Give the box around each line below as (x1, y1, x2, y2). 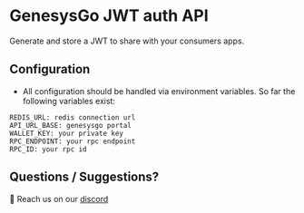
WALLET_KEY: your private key (9, 129, 124, 138)
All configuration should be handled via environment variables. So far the (22, 85, 296, 96)
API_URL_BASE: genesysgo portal (9, 121, 132, 130)
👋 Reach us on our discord (9, 193, 109, 204)
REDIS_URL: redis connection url (9, 112, 136, 122)
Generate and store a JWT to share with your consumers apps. (9, 35, 245, 46)
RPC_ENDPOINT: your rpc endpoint (9, 137, 136, 146)
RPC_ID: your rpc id (9, 144, 88, 154)
